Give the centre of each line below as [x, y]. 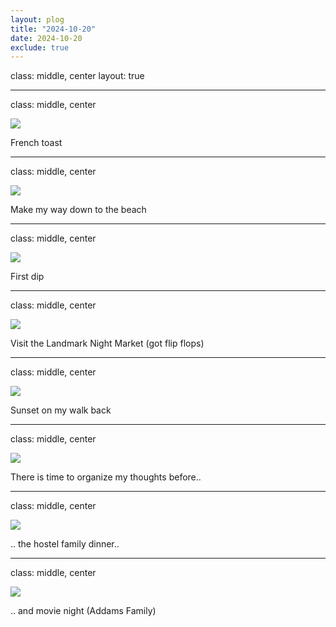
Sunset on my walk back [61, 410]
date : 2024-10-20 [46, 38]
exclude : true [40, 47]
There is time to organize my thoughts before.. [106, 477]
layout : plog [37, 19]
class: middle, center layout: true [77, 76]
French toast [36, 143]
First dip [27, 277]
